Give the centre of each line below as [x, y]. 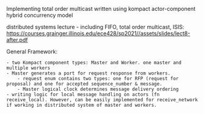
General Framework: [32, 52]
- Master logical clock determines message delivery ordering [98, 89]
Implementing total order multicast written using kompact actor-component [101, 9]
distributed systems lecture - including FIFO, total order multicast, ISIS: [95, 27]
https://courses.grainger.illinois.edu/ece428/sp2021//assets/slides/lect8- [98, 33]
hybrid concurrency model [40, 15]
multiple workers [28, 68]
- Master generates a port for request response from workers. [89, 73]
